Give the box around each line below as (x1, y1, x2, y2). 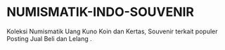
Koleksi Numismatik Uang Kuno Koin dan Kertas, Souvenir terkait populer (6, 27, 219, 35)
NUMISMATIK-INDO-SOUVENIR (6, 4, 195, 20)
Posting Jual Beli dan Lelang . (6, 34, 92, 42)
